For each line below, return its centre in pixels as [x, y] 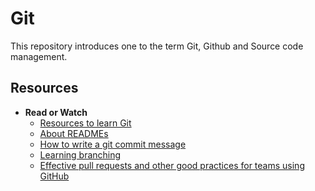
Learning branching [80, 154]
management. [39, 56]
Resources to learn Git [85, 123]
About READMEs [74, 133]
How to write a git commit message [113, 144]
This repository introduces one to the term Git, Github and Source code [157, 46]
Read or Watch [56, 112]
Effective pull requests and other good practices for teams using [172, 165]
